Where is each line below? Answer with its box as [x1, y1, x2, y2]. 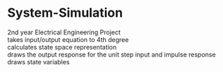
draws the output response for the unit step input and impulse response [7, 50, 217, 59]
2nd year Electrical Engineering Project [7, 28, 121, 36]
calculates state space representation [7, 43, 117, 51]
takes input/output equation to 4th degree [7, 35, 129, 43]
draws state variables [7, 57, 70, 66]
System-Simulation [7, 5, 123, 21]
